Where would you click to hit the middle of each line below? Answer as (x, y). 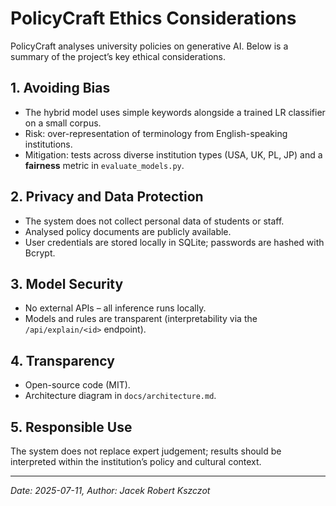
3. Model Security (67, 283)
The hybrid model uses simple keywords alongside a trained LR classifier (175, 112)
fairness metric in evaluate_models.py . (104, 165)
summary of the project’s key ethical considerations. (118, 56)
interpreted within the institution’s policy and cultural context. (136, 461)
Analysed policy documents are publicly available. (128, 231)
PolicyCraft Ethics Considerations (153, 18)
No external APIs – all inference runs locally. (115, 308)
